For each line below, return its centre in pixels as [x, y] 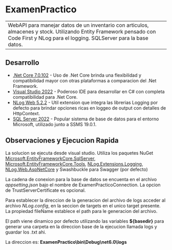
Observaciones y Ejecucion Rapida [62, 141]
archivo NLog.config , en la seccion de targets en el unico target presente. [83, 206]
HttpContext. [26, 113]
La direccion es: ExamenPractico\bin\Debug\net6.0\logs [66, 242]
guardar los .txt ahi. [26, 232]
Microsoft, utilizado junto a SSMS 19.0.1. [55, 124]
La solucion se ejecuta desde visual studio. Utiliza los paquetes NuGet [79, 153]
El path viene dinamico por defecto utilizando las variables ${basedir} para [85, 221]
